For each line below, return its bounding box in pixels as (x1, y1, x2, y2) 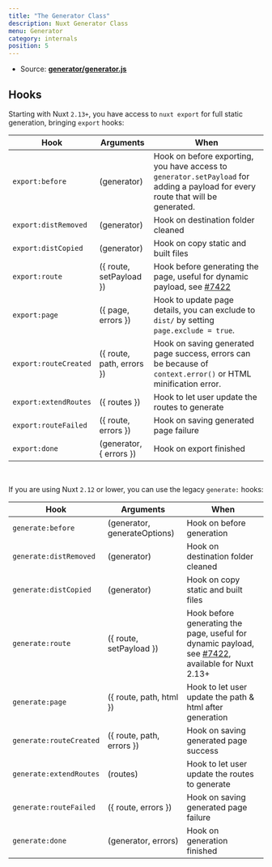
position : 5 (8, 42, 49, 50)
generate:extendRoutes (12, 769, 100, 778)
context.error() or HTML (153, 368, 252, 379)
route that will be (153, 191, 217, 202)
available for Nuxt (186, 657, 254, 669)
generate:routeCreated (12, 736, 100, 745)
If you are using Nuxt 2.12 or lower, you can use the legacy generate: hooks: (8, 484, 264, 494)
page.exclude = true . (153, 325, 235, 336)
